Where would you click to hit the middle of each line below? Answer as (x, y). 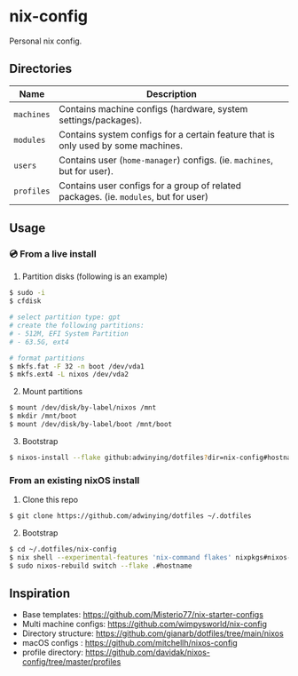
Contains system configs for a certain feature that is (167, 134)
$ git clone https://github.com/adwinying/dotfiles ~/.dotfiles (130, 516)
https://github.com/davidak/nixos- (148, 652)
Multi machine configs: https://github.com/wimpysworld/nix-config (145, 624)
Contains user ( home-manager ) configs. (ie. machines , (166, 160)
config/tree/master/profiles (71, 662)
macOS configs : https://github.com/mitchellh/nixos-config (129, 643)
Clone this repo (50, 500)
